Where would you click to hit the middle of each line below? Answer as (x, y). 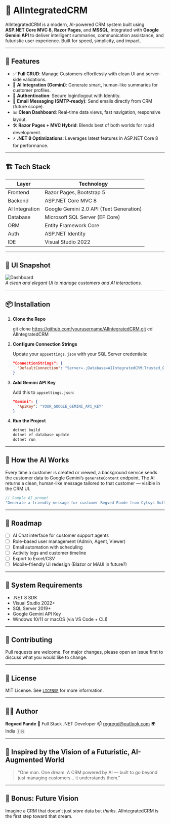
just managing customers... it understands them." (69, 778)
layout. (19, 119)
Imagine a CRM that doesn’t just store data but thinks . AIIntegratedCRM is (82, 811)
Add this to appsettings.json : (43, 392)
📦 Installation (28, 304)
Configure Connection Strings (45, 344)
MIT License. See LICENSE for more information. (55, 690)
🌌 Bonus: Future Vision (42, 798)
